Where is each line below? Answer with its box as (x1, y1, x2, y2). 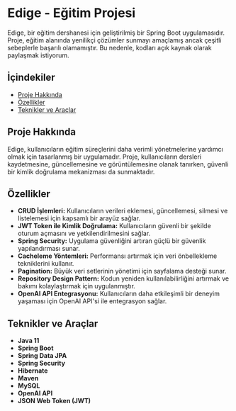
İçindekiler (7, 72, 55, 84)
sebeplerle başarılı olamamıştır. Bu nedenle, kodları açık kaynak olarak (7, 43, 212, 52)
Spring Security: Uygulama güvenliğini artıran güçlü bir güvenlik (17, 237, 206, 245)
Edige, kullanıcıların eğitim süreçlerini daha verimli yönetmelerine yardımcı (7, 145, 223, 153)
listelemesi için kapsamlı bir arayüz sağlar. (17, 214, 140, 223)
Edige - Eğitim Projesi (7, 5, 136, 21)
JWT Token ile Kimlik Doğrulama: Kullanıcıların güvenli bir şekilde (17, 222, 211, 230)
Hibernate (17, 366, 48, 375)
